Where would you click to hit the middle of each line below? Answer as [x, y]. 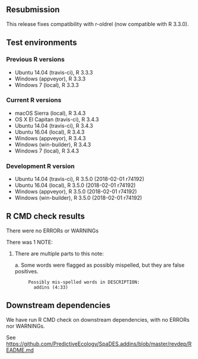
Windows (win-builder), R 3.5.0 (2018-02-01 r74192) [78, 198]
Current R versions [34, 100]
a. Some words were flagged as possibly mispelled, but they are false [100, 265]
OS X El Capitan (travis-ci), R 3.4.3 [57, 119]
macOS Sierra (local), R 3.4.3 [50, 113]
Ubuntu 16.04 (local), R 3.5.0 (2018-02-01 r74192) [75, 185]
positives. [26, 271]
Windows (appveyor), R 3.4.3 [50, 138]
